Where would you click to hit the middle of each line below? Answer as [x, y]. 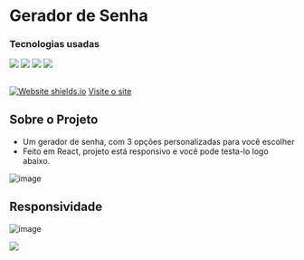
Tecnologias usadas [54, 44]
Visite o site [110, 91]
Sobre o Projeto [54, 120]
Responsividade [56, 207]
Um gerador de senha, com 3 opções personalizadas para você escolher [158, 141]
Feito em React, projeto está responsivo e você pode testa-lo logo [145, 151]
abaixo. [36, 160]
